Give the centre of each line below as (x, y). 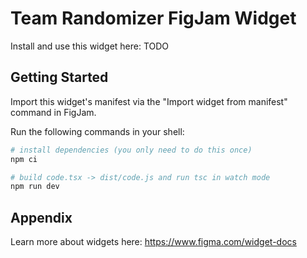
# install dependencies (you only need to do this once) (131, 150)
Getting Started (59, 77)
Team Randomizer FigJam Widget (153, 18)
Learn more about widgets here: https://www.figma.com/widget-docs (153, 242)
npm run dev (35, 187)
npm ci (24, 159)
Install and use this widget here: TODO (90, 46)
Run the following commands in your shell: (97, 131)
